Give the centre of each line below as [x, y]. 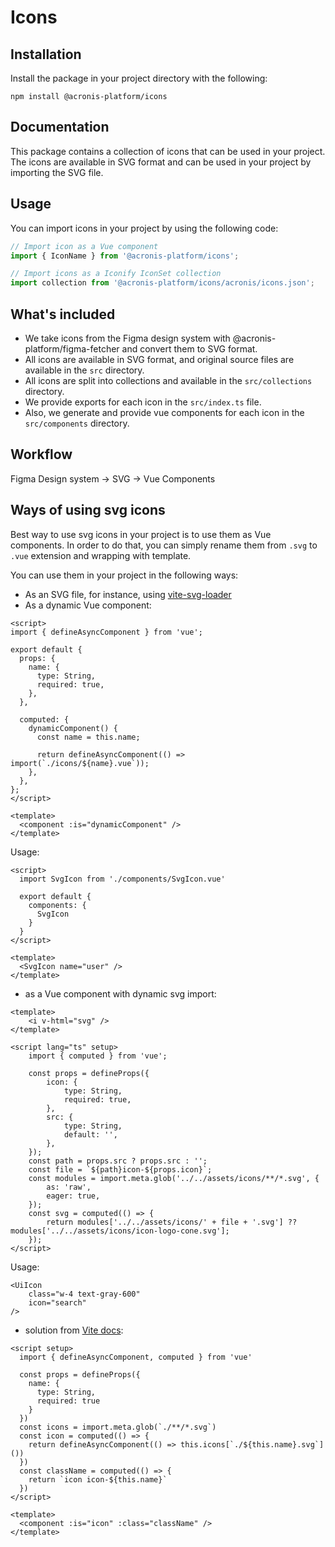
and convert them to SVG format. [189, 348]
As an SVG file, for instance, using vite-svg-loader [128, 594]
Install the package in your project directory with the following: [139, 78]
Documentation [60, 127]
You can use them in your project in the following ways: [124, 575]
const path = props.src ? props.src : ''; [118, 1161]
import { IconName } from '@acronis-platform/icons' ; [125, 256]
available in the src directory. [84, 370]
